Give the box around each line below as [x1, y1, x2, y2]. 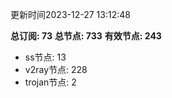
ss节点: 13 [24, 51, 67, 63]
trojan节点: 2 [24, 76, 77, 88]
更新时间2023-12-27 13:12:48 [10, 9, 131, 20]
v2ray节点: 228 [24, 64, 88, 75]
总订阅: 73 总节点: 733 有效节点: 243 [10, 30, 162, 42]
